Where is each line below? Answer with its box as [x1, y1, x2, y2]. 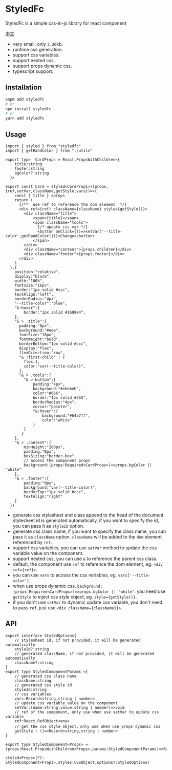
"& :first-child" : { [18, 355, 66, 360]
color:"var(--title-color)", [24, 363, 86, 369]
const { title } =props [14, 193, 66, 198]
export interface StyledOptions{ [5, 633, 77, 638]
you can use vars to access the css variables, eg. [12, 572, 117, 578]
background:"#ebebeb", [32, 386, 81, 391]
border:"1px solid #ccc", [14, 287, 70, 293]
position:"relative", [14, 269, 60, 275]
